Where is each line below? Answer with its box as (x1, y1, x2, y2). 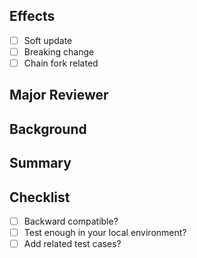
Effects (9, 8, 56, 25)
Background (9, 120, 87, 138)
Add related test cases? (23, 238, 122, 250)
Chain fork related (23, 57, 99, 69)
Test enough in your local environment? (23, 227, 187, 239)
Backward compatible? (23, 215, 119, 227)
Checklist (9, 189, 71, 206)
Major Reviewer (9, 87, 109, 104)
